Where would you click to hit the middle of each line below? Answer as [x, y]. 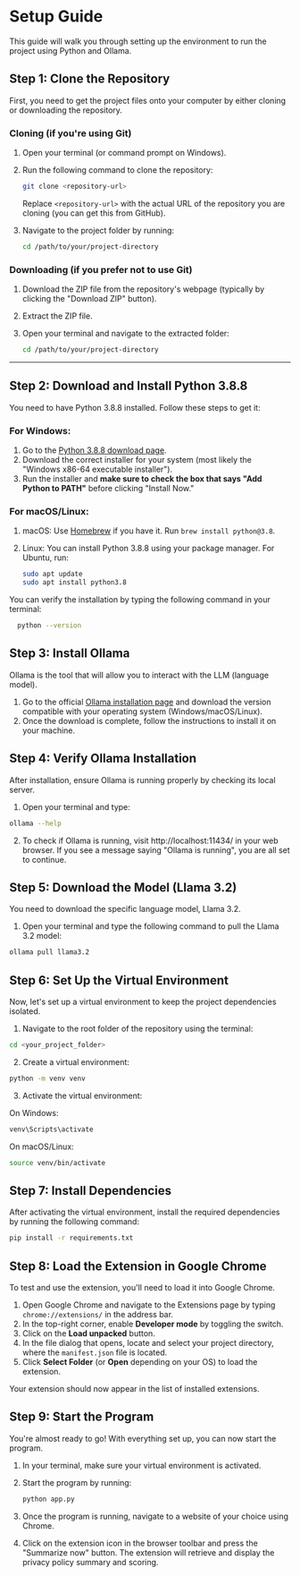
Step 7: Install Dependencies [91, 1191]
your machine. [49, 730]
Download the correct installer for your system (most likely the [137, 460]
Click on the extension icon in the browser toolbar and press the [140, 1543]
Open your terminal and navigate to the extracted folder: [125, 334]
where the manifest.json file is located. [95, 1352]
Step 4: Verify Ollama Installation [103, 758]
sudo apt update [52, 575]
